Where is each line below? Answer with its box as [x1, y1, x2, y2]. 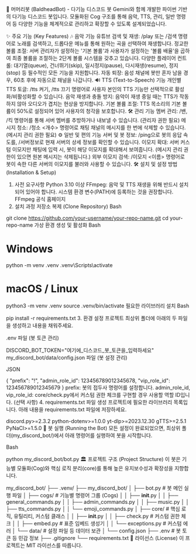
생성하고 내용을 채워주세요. [12, 321, 74, 329]
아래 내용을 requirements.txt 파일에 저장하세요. [18, 406, 127, 413]
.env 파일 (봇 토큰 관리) [6, 334, 60, 341]
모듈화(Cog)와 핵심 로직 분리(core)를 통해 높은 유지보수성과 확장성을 [16, 465, 174, 472]
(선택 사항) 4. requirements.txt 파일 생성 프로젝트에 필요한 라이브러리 [13, 399, 173, 406]
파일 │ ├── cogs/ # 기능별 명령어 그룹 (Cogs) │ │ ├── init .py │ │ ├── [12, 491, 178, 498]
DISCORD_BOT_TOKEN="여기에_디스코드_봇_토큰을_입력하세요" [6, 347, 154, 354]
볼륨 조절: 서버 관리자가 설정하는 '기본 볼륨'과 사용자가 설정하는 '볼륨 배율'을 [6, 47, 180, 54]
